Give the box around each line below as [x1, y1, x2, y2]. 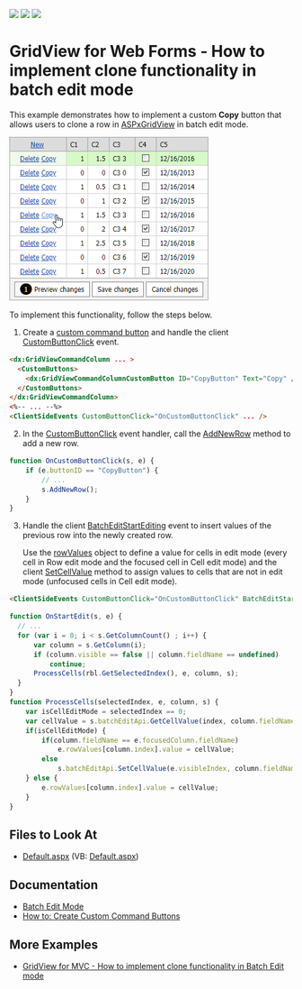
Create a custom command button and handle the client [22, 326, 229, 337]
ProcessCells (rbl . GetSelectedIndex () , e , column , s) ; [32, 669, 240, 678]
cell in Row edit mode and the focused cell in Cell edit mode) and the [22, 557, 277, 568]
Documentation [9, 877, 99, 893]
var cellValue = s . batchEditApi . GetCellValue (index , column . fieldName [25, 717, 296, 726]
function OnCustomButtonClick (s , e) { [9, 456, 155, 466]
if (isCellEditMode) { [25, 726, 106, 735]
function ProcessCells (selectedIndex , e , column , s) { [9, 698, 219, 707]
